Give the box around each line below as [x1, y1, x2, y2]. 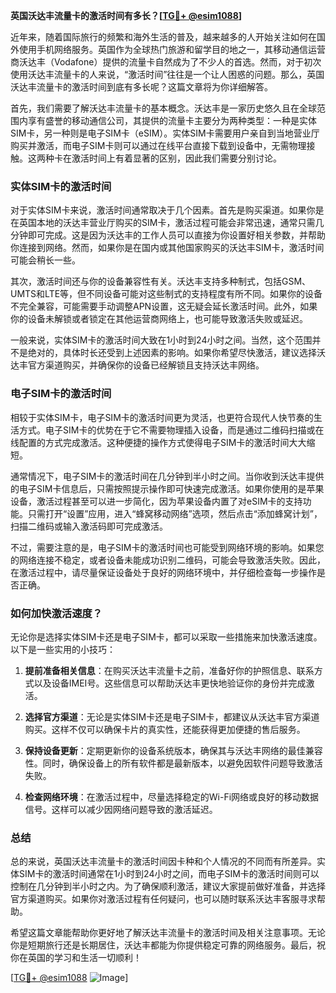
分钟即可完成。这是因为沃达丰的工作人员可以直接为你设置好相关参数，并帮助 [10, 229, 326, 241]
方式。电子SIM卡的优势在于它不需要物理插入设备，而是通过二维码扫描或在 [18, 424, 325, 436]
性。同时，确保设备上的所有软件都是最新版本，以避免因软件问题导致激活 [24, 757, 323, 769]
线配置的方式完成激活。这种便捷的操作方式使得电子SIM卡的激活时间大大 [10, 436, 307, 448]
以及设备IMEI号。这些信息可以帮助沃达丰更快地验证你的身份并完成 [33, 677, 307, 689]
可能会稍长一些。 [10, 254, 81, 266]
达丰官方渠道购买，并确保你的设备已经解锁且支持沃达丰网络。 [10, 359, 265, 371]
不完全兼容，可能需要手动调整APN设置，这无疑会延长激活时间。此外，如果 [10, 300, 318, 313]
